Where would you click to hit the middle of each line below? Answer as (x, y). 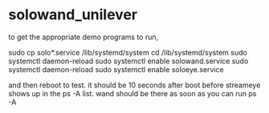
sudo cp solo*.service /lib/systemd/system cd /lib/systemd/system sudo (128, 52)
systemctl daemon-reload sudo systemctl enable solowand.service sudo (128, 61)
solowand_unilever (73, 15)
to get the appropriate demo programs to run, (84, 37)
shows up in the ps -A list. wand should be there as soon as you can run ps (132, 93)
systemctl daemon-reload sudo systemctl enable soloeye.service (116, 69)
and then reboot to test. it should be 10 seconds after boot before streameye (134, 85)
